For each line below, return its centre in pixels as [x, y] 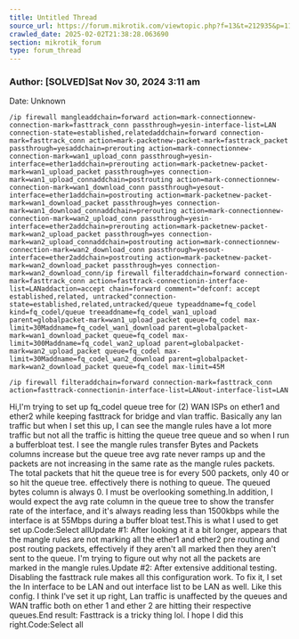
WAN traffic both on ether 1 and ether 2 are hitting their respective [130, 606]
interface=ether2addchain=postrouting [81, 258]
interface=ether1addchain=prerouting [79, 164]
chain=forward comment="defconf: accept [184, 289]
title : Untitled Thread [53, 17]
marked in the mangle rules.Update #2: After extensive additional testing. [143, 568]
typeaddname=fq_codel [216, 305]
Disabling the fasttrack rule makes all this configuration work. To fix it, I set [146, 578]
